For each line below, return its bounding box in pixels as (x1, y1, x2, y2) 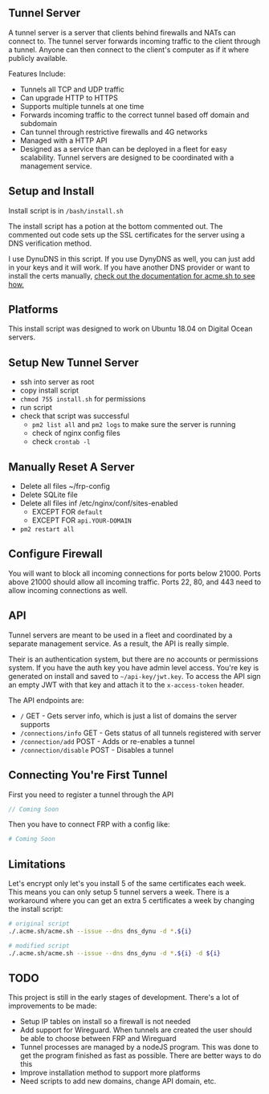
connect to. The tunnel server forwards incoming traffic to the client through (8, 36, 261, 46)
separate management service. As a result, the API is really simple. (8, 638, 230, 649)
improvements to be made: (8, 1001, 97, 1011)
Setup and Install (8, 185, 95, 198)
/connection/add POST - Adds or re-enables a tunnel (19, 736, 195, 746)
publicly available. (8, 53, 68, 63)
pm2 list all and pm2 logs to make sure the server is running (31, 420, 236, 429)
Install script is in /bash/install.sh (8, 205, 124, 215)
